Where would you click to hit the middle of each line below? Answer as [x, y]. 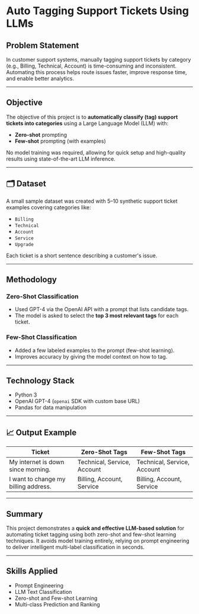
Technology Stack [40, 381]
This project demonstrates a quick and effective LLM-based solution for [95, 528]
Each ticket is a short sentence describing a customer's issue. [82, 255]
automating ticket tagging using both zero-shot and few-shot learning [91, 535]
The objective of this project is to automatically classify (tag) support [92, 117]
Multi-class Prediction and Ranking [57, 604]
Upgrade [24, 244]
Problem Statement [43, 45]
